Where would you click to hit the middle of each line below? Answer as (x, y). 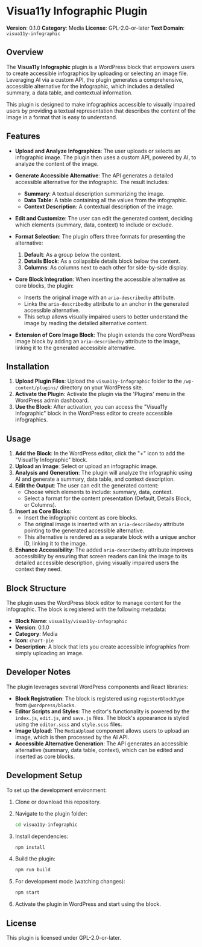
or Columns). (40, 505)
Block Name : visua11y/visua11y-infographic (71, 621)
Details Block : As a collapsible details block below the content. (102, 261)
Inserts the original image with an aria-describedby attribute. (99, 297)
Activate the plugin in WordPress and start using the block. (88, 904)
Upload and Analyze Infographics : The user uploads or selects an (98, 151)
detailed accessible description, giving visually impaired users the (97, 563)
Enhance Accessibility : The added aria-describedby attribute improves (104, 550)
